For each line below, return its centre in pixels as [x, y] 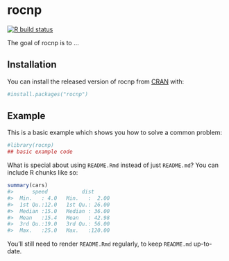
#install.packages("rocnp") [48, 94]
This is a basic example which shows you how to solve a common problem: [114, 133]
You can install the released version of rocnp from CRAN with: [96, 81]
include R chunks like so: [43, 173]
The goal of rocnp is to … [43, 42]
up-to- [203, 244]
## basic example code [40, 152]
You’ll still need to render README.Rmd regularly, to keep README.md [100, 244]
